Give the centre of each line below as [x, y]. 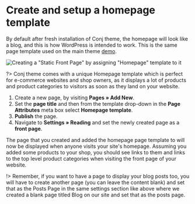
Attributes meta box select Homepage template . [74, 110]
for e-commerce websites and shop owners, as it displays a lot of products [96, 80]
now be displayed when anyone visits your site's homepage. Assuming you [96, 146]
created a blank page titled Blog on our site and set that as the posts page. [96, 195]
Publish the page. [36, 116]
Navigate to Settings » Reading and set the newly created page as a [97, 122]
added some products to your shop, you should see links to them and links [96, 152]
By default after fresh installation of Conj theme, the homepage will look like [97, 39]
